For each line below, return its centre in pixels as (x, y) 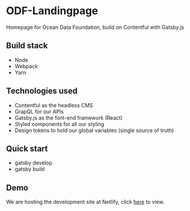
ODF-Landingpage (52, 11)
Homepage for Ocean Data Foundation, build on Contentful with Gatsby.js (95, 27)
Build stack (27, 46)
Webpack (26, 66)
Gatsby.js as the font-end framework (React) (69, 118)
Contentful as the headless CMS (54, 105)
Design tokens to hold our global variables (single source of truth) (94, 130)
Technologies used (42, 91)
